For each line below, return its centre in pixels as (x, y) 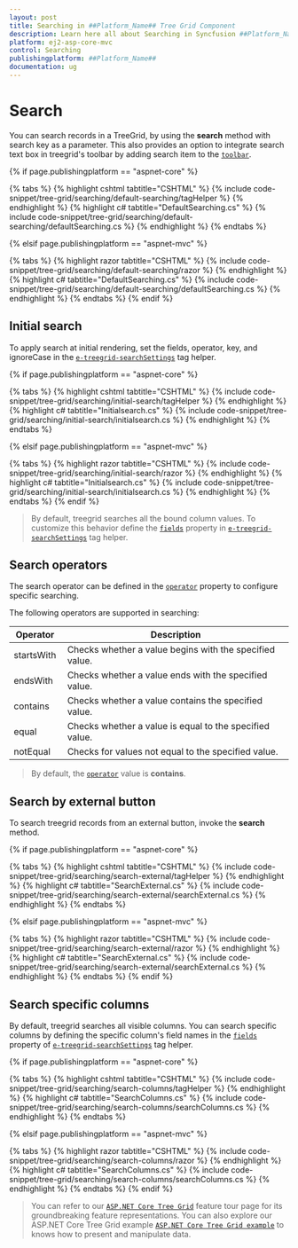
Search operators (59, 565)
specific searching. (44, 596)
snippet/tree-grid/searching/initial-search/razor (96, 473)
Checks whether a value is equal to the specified (169, 726)
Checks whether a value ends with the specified (167, 675)
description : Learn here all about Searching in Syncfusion (123, 34)
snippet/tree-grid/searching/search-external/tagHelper (110, 876)
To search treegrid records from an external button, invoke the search (137, 823)
